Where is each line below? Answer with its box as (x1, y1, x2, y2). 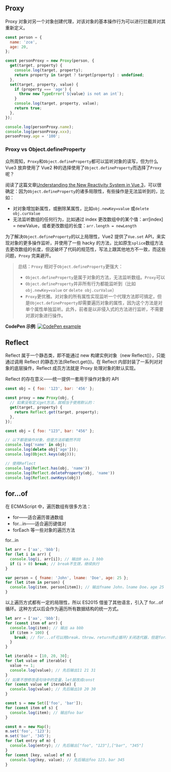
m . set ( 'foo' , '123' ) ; (5, 729, 51, 734)
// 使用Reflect (5, 461, 36, 466)
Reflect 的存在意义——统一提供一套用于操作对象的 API (5, 376, 119, 382)
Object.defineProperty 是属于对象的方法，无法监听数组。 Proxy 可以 (25, 274, 165, 280)
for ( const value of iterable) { (5, 682, 76, 687)
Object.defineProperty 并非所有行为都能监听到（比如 (25, 280, 136, 287)
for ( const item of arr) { (5, 621, 63, 626)
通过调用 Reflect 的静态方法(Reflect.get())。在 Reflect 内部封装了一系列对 (5, 359, 159, 365)
